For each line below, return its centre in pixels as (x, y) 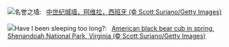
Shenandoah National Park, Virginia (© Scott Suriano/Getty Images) (107, 36)
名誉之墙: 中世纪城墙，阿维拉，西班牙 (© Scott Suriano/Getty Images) (118, 12)
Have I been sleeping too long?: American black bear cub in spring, (114, 28)
